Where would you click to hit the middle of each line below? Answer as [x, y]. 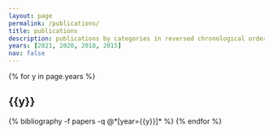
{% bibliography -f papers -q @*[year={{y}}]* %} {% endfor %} [115, 121]
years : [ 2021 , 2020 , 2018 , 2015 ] [65, 46]
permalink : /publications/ [54, 23]
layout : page [30, 16]
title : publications [43, 31]
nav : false [27, 53]
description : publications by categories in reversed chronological [127, 38]
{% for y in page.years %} [52, 76]
